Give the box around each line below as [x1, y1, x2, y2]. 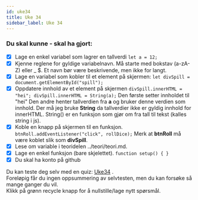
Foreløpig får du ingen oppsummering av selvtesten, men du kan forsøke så [6, 174, 193, 182]
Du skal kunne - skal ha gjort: [6, 39, 92, 48]
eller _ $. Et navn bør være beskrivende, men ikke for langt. [21, 66, 167, 73]
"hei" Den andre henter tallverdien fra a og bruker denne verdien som [14, 98, 186, 105]
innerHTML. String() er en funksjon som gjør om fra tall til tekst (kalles [14, 110, 187, 118]
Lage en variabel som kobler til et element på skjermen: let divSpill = [14, 73, 190, 80]
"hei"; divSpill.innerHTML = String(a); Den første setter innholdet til [14, 91, 190, 99]
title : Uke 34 [6, 14, 42, 20]
